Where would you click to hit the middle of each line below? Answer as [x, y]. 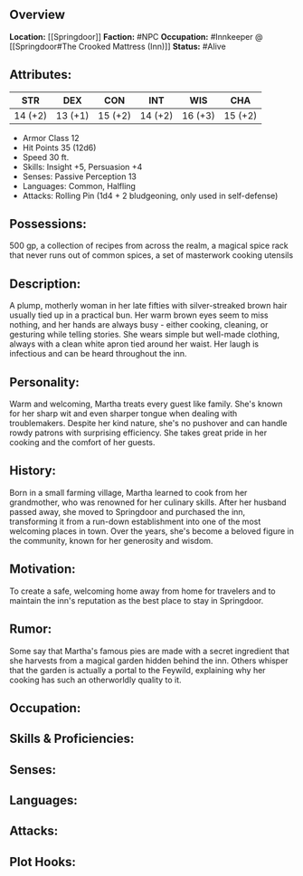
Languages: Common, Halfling [79, 186]
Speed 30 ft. [46, 157]
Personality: [44, 382]
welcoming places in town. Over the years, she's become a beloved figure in [151, 531]
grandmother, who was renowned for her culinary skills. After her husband [148, 502]
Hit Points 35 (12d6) [59, 148]
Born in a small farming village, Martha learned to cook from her [128, 492]
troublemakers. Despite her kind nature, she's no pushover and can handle [148, 424]
